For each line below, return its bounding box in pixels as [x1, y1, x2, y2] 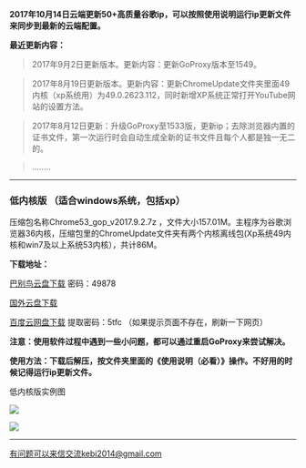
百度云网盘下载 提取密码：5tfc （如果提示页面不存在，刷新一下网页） [9, 317, 269, 328]
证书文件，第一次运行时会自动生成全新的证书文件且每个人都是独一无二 [31, 132, 296, 142]
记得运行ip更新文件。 [16, 367, 97, 378]
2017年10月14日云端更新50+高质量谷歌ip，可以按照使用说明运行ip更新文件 [9, 9, 291, 19]
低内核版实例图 [9, 386, 66, 397]
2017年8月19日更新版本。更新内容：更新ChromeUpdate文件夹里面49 [31, 78, 290, 89]
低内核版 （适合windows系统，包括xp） [9, 194, 186, 207]
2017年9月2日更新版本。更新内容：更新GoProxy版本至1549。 [31, 59, 262, 69]
